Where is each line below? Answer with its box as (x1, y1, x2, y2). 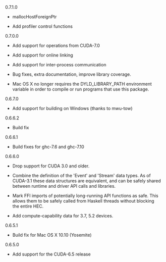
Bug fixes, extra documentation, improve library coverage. (12, 71, 131, 77)
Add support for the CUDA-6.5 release (12, 251, 91, 257)
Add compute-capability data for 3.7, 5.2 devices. (12, 213, 113, 218)
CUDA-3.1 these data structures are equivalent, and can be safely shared (12, 178, 161, 184)
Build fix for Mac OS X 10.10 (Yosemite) (12, 232, 92, 238)
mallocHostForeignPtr (12, 14, 57, 19)
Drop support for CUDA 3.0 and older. (12, 163, 90, 169)
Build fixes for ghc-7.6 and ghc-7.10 (12, 144, 84, 150)
